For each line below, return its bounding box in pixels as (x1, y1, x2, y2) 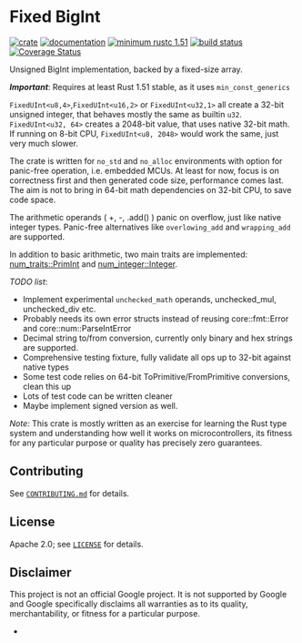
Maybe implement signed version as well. (22, 400, 178, 411)
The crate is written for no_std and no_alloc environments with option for (9, 155, 283, 166)
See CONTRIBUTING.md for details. (9, 487, 130, 498)
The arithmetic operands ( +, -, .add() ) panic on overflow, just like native (9, 211, 282, 222)
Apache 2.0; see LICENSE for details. (9, 538, 144, 549)
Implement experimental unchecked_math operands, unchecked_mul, (22, 293, 277, 304)
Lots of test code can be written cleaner (22, 390, 173, 402)
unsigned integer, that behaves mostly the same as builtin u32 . (9, 108, 243, 119)
